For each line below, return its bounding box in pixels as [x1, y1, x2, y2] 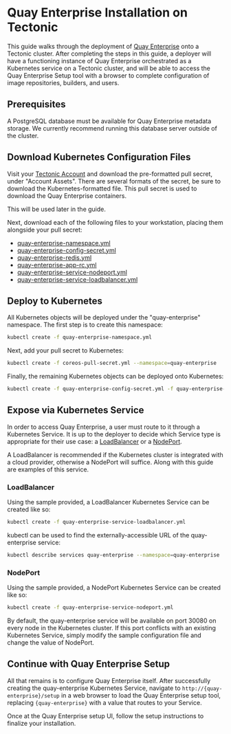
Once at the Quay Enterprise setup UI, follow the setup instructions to [7, 711, 204, 720]
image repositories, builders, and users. [7, 78, 120, 87]
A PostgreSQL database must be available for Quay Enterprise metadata [7, 117, 212, 125]
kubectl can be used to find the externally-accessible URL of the [7, 531, 190, 539]
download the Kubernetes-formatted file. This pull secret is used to [7, 184, 197, 192]
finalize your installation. [7, 719, 76, 727]
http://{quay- [181, 685, 223, 692]
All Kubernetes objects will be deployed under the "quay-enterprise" [7, 313, 201, 322]
